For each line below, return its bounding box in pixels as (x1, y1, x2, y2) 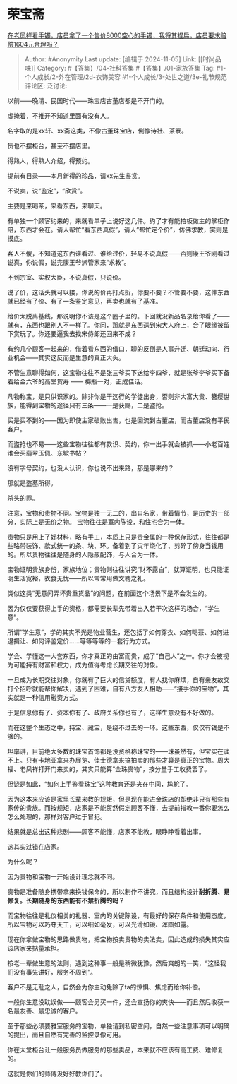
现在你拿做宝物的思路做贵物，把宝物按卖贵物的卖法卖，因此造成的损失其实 (7, 935, 224, 943)
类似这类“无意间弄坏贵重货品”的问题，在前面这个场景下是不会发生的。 (7, 589, 211, 597)
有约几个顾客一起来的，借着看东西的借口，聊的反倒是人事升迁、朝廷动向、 (7, 344, 224, 353)
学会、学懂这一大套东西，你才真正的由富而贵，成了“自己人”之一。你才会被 (7, 651, 224, 660)
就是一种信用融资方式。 (13, 693, 82, 701)
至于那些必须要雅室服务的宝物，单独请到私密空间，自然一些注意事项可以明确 (7, 1021, 230, 1030)
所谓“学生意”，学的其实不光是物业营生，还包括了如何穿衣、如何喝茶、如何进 (7, 628, 229, 636)
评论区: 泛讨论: (24, 81, 68, 90)
